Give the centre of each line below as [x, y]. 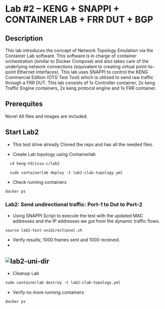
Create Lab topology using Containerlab [54, 154]
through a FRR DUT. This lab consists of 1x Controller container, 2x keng [80, 83]
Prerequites [24, 104]
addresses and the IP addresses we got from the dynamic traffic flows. [86, 221]
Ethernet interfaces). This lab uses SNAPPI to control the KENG [82, 72]
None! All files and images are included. [47, 116]
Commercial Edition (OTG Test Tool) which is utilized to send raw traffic [79, 77]
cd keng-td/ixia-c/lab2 [35, 163]
